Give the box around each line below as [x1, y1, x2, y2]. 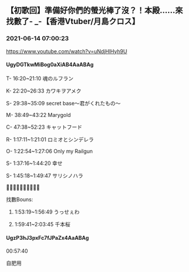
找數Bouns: [6, 195, 33, 203]
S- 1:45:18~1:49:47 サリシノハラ [6, 172, 84, 179]
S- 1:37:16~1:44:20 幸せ [6, 160, 63, 167]
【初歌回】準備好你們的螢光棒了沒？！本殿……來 [6, 5, 183, 16]
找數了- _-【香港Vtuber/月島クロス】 [6, 16, 140, 26]
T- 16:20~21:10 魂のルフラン [6, 75, 74, 82]
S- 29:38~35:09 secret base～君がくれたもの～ [6, 99, 121, 106]
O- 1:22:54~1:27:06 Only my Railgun [6, 147, 93, 154]
